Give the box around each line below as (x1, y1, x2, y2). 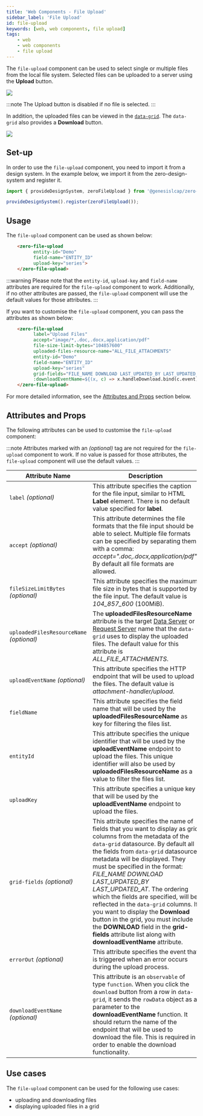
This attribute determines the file (92, 514, 185, 522)
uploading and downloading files (14, 1096, 97, 1103)
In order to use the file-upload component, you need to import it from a (6, 164, 185, 171)
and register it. (25, 176, 62, 184)
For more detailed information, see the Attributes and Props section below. (6, 393, 192, 400)
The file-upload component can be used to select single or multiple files (6, 65, 188, 72)
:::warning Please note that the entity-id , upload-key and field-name (6, 277, 178, 284)
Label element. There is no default (92, 496, 190, 505)
